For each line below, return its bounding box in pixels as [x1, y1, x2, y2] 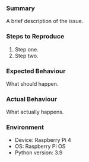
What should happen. [6, 80, 59, 87]
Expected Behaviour [6, 67, 66, 75]
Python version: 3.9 [14, 149, 63, 156]
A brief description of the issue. [6, 18, 84, 25]
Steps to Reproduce [6, 33, 65, 41]
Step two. [14, 52, 39, 59]
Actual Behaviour [6, 95, 58, 103]
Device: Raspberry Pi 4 [14, 137, 71, 144]
